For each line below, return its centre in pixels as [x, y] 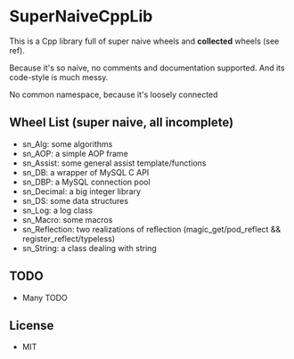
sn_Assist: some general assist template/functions [114, 163]
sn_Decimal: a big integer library [81, 191]
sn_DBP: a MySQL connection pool [86, 182]
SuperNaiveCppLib [81, 16]
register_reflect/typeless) [69, 239]
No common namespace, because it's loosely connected [114, 94]
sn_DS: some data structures [75, 200]
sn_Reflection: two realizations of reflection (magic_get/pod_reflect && [151, 229]
